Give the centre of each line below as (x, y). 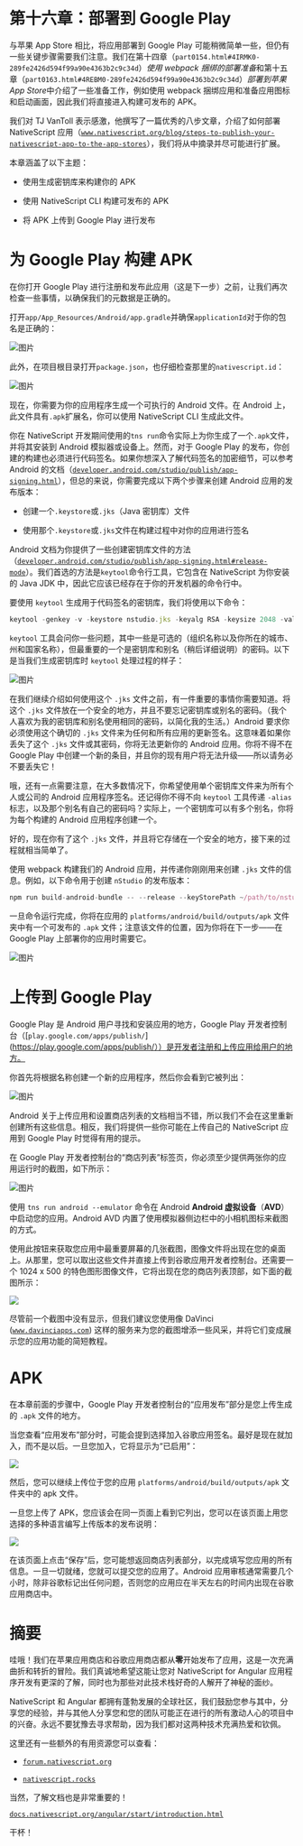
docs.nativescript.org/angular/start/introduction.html (116, 1814)
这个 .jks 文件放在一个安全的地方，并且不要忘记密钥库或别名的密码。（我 (144, 710)
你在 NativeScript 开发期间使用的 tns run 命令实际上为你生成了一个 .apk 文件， (151, 435)
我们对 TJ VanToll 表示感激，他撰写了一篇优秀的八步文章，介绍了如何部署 (145, 120)
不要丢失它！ (33, 766)
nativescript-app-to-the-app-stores (78, 144)
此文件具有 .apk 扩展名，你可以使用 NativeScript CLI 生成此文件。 (129, 416)
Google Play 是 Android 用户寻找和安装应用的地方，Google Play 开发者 (140, 1024)
